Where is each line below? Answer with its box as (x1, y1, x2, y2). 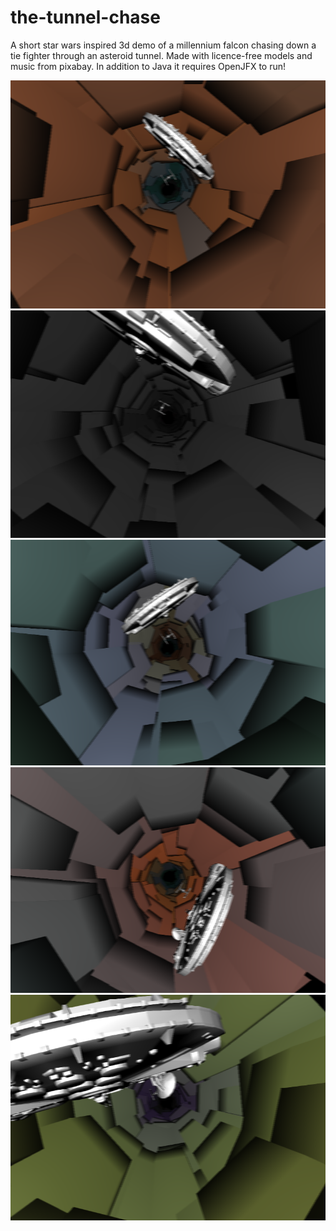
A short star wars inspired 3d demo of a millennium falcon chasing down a (10, 39, 317, 51)
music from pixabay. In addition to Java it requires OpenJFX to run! (10, 60, 287, 72)
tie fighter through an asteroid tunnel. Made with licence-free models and (10, 49, 313, 61)
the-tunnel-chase (10, 6, 161, 29)
